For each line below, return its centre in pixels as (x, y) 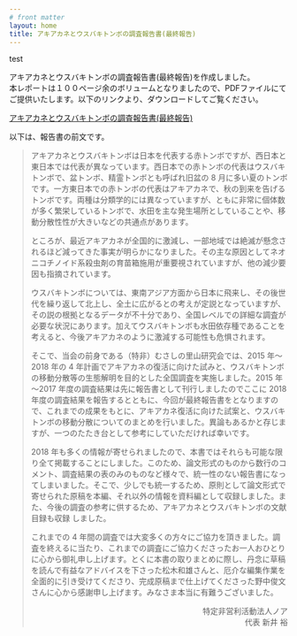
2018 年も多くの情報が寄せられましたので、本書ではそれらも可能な (153, 452)
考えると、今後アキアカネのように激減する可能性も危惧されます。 (150, 337)
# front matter (37, 17)
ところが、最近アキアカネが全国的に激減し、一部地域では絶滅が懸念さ (159, 241)
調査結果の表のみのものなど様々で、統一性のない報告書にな (170, 474)
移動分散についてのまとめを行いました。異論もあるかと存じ (170, 422)
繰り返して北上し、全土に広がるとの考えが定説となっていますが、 (166, 304)
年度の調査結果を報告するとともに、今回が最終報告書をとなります (151, 400)
